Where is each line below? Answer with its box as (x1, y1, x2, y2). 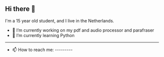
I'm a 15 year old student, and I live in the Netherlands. (5, 18, 115, 23)
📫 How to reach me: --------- (12, 47, 73, 53)
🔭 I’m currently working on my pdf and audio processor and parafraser (12, 27, 155, 33)
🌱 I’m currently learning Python (12, 32, 75, 38)
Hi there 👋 (5, 5, 36, 13)
